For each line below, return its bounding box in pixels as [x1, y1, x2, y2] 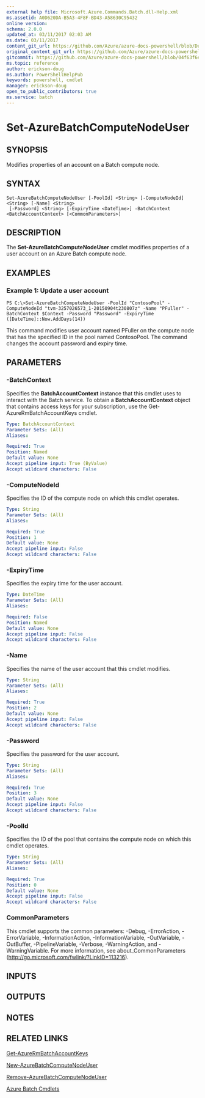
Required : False [6, 613, 48, 620]
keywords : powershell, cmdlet [6, 77, 84, 83]
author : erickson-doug [6, 65, 64, 72]
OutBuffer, [6, 940, 32, 948]
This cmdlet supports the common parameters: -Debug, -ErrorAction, [6, 927, 181, 935]
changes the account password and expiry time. [6, 340, 128, 347]
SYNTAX [6, 178, 41, 189]
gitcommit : [6, 54, 34, 60]
